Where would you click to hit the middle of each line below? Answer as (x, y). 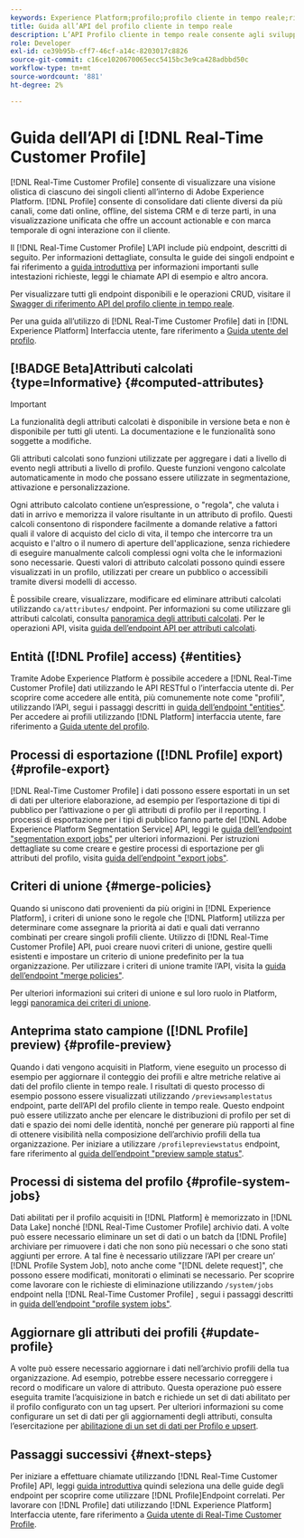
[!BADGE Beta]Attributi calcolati (101, 368)
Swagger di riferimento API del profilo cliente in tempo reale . (123, 303)
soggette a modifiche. (51, 441)
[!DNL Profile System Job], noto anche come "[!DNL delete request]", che (147, 1266)
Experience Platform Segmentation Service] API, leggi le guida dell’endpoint (151, 829)
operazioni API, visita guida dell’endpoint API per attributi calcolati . (134, 628)
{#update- (230, 1332)
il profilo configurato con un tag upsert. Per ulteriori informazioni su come (147, 1407)
